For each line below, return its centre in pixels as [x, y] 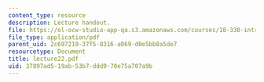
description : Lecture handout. [59, 23]
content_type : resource [47, 15]
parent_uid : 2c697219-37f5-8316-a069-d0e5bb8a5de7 [93, 45]
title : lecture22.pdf [44, 59]
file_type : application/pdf [54, 37]
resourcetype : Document [47, 52]
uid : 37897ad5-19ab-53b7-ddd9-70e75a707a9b [81, 66]
